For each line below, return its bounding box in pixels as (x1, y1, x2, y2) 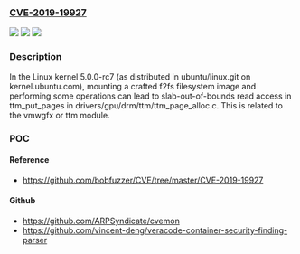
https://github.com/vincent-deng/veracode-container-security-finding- (22, 224, 288, 236)
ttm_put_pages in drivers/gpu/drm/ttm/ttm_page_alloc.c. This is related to (9, 99, 283, 110)
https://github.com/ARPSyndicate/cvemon (22, 215, 181, 226)
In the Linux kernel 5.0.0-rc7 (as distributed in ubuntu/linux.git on (9, 71, 251, 82)
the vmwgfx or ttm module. (9, 109, 110, 120)
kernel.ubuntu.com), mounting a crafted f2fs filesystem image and (9, 80, 257, 91)
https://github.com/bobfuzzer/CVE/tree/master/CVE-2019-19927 (22, 174, 264, 185)
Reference (9, 155, 50, 165)
